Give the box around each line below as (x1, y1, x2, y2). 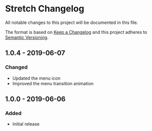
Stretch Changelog (5, 3, 85, 14)
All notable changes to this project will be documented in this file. (5, 19, 139, 25)
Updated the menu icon (12, 75, 61, 81)
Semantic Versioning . (5, 34, 49, 40)
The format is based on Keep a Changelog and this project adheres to (5, 29, 148, 35)
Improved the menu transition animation (12, 80, 94, 86)
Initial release (12, 121, 40, 127)
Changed (5, 64, 28, 71)
